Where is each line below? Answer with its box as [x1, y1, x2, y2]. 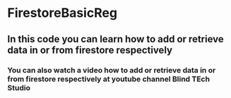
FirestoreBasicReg [7, 5, 118, 21]
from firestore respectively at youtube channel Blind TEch [7, 74, 211, 84]
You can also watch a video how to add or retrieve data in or [7, 65, 216, 75]
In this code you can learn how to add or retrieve [7, 33, 224, 45]
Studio [7, 82, 30, 92]
